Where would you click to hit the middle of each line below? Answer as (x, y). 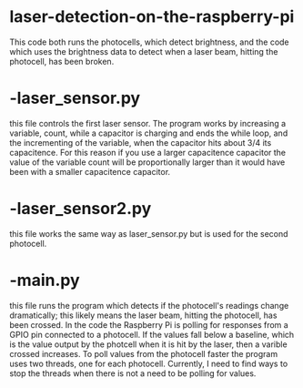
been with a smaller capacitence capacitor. (90, 171)
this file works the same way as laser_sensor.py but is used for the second (149, 233)
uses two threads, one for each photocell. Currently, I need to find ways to (149, 363)
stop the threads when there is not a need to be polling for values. (133, 373)
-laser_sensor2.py (81, 209)
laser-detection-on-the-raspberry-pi (152, 17)
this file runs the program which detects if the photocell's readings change (149, 305)
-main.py (45, 281)
